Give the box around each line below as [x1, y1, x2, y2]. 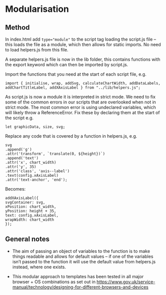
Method [5, 23, 30, 32]
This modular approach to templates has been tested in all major [12, 273, 144, 279]
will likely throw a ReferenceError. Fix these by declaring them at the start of [5, 110, 160, 115]
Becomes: [5, 186, 26, 192]
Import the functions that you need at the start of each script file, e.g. [5, 71, 147, 77]
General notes [5, 235, 50, 244]
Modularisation [5, 3, 69, 15]
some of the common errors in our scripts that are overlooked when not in [5, 99, 156, 105]
